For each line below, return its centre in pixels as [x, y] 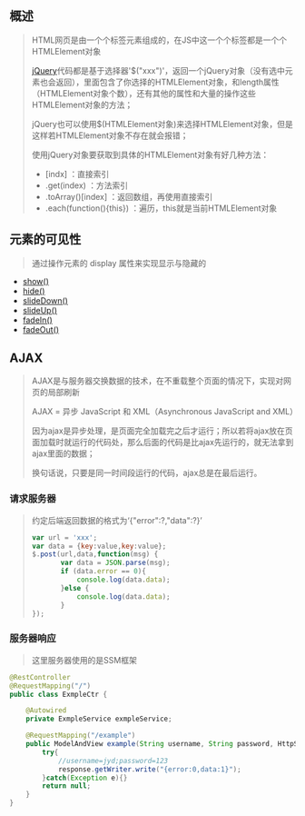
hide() [34, 291]
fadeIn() [37, 320]
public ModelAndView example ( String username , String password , [150, 744]
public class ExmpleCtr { [58, 694]
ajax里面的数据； [63, 453]
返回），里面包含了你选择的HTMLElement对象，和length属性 [167, 82]
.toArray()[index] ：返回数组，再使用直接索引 [129, 196]
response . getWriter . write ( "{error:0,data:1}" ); [150, 769]
